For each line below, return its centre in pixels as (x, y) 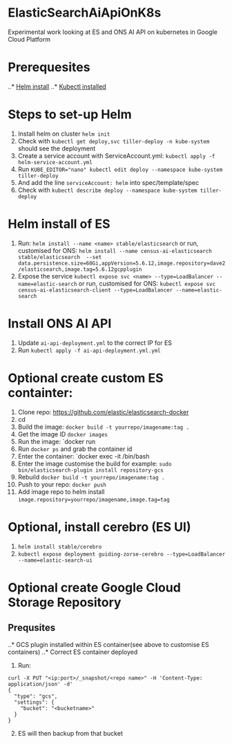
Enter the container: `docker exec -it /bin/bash (84, 456)
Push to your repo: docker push (62, 484)
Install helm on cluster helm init (64, 134)
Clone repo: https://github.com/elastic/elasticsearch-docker (103, 412)
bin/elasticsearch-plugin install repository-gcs (91, 470)
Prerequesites (49, 68)
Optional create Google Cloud (95, 587)
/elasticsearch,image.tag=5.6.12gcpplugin (80, 269)
